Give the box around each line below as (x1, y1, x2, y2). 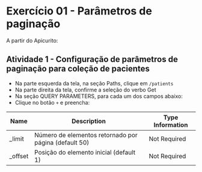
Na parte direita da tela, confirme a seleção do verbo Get (14, 86, 156, 93)
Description (71, 117, 106, 125)
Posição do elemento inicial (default (34, 148, 136, 156)
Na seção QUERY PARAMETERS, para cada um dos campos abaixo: (14, 92, 183, 100)
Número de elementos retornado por (34, 131, 138, 139)
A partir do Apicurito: (6, 37, 58, 44)
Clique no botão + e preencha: (14, 99, 90, 106)
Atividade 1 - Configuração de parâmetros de (6, 54, 179, 64)
